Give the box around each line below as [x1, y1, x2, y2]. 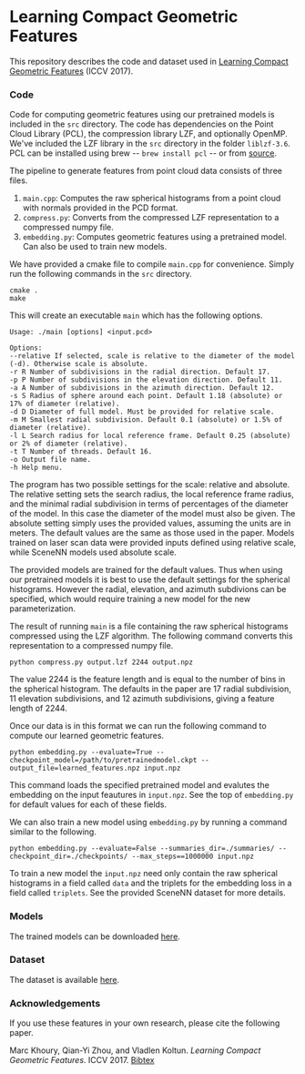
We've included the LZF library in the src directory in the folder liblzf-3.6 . [9, 138, 291, 149]
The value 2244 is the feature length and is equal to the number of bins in [9, 674, 286, 685]
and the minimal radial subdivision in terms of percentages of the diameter [9, 498, 289, 509]
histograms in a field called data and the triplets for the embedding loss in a [9, 877, 292, 889]
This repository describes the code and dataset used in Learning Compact [9, 56, 289, 66]
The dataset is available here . [9, 974, 120, 985]
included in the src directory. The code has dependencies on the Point [9, 118, 274, 129]
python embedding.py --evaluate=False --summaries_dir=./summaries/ [9, 844, 275, 854]
